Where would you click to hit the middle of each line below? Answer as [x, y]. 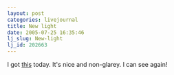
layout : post [26, 13]
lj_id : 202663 [28, 45]
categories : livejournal [43, 20]
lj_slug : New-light [35, 39]
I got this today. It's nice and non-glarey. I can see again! [87, 64]
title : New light [32, 26]
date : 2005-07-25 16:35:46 [46, 32]
